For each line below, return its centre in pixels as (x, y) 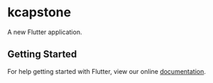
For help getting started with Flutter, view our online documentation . (106, 71)
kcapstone (39, 12)
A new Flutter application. (45, 32)
